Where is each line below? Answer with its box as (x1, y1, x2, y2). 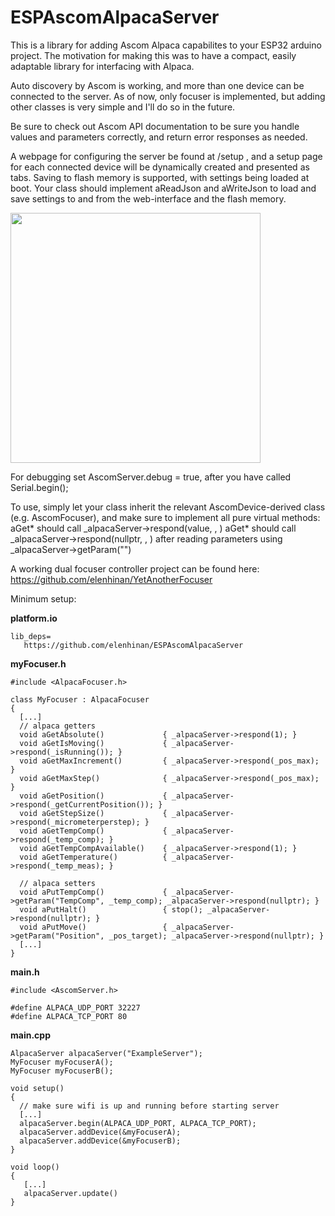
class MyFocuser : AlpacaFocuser (10, 694, 150, 705)
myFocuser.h (10, 657, 67, 670)
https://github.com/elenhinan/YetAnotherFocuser (10, 573, 213, 585)
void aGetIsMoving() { (19, 738, 168, 748)
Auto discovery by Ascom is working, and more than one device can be (10, 79, 305, 91)
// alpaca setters (19, 878, 97, 888)
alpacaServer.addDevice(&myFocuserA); (19, 1127, 182, 1137)
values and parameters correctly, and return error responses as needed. (10, 131, 308, 143)
